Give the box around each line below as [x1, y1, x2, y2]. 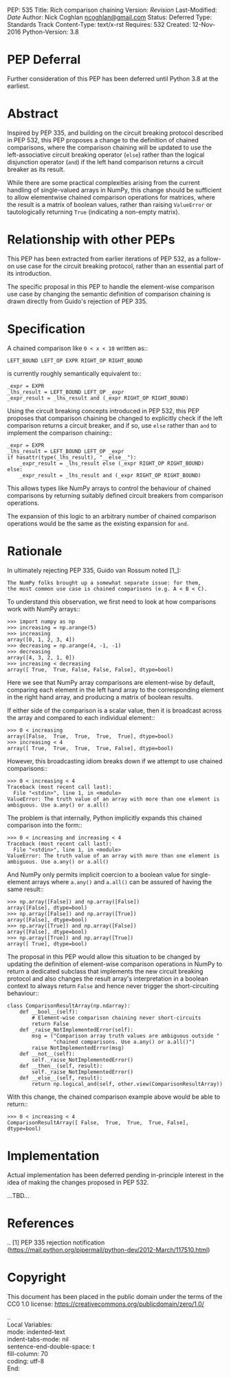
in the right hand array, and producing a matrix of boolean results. [7, 692, 194, 701]
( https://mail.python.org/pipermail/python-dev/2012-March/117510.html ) [7, 1245, 210, 1254]
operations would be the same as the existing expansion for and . [7, 519, 189, 527]
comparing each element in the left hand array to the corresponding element [7, 686, 224, 694]
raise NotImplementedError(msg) [32, 1045, 125, 1051]
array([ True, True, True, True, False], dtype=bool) [7, 745, 174, 752]
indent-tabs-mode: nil [7, 1335, 69, 1343]
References [7, 1215, 74, 1231]
